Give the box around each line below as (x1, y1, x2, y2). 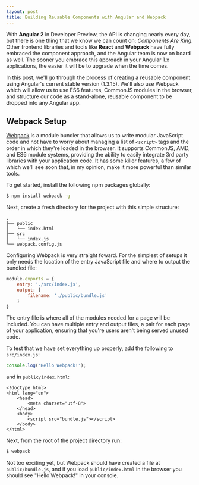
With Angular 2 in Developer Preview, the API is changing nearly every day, (6, 30, 191, 37)
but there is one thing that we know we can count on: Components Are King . (6, 37, 193, 44)
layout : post (6, 8, 39, 15)
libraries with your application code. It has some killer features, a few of (6, 157, 181, 164)
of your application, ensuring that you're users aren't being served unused (6, 327, 188, 334)
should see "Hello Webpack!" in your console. (6, 472, 119, 479)
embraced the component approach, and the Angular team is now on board (6, 49, 191, 57)
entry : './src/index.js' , (17, 281, 81, 287)
